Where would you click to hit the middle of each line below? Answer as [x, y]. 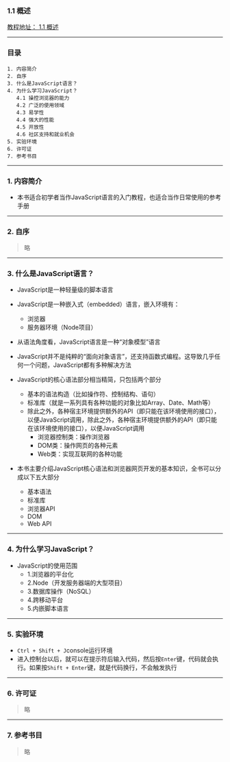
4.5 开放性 [30, 127]
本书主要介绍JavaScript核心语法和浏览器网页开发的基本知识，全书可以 [116, 469]
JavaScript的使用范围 [47, 566]
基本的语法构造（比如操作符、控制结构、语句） [93, 394]
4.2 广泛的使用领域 [40, 105]
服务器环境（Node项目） [62, 327]
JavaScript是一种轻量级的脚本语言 [65, 290]
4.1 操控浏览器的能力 [43, 98]
